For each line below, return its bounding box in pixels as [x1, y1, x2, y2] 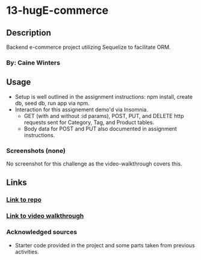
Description [6, 28, 51, 38]
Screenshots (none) [6, 146, 66, 155]
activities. [14, 248, 39, 255]
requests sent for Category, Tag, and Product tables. [23, 119, 155, 126]
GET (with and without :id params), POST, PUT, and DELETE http [23, 112, 184, 119]
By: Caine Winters [6, 58, 60, 67]
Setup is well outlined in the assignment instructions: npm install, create [14, 93, 193, 100]
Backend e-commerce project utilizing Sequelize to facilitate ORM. [6, 43, 171, 51]
